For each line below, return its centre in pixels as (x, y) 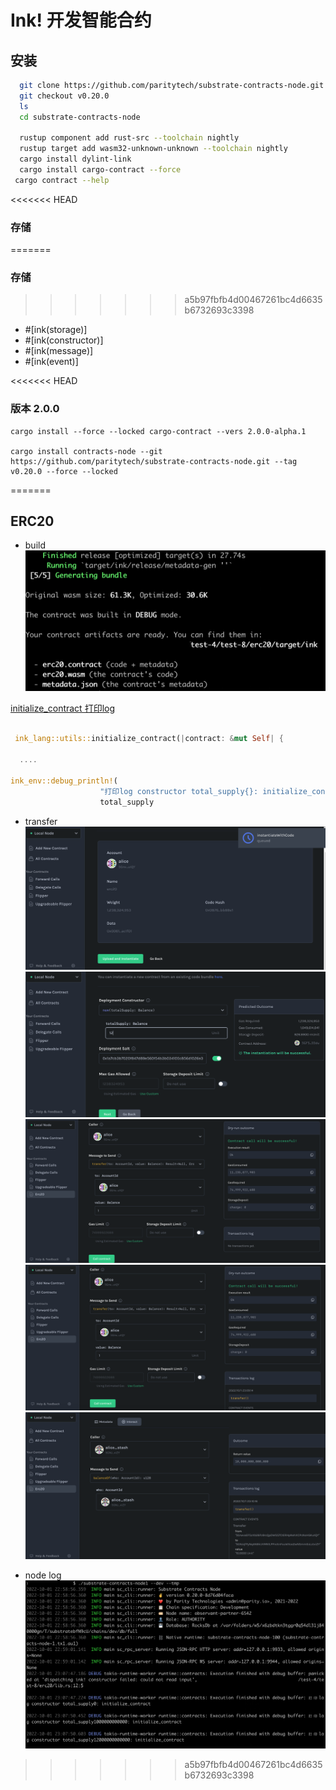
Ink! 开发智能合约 (81, 20)
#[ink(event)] (51, 362)
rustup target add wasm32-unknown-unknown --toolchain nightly (153, 149)
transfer (41, 821)
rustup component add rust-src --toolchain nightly (129, 138)
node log (43, 1575)
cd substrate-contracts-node (80, 117)
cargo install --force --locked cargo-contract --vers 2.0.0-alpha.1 (158, 431)
